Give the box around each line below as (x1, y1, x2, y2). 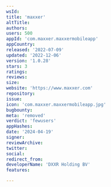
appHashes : (6, 123, 33, 129)
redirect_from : (6, 156, 43, 162)
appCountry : (6, 42, 35, 48)
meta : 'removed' (6, 112, 46, 118)
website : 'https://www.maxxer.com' (6, 85, 93, 91)
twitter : (6, 145, 28, 151)
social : (6, 151, 25, 156)
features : (6, 167, 31, 173)
